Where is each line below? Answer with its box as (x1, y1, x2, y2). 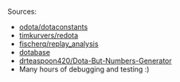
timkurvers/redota (18, 31, 79, 40)
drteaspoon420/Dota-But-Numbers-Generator (18, 56, 172, 65)
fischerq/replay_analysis (18, 39, 99, 49)
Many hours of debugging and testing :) (18, 64, 150, 74)
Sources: (7, 7, 37, 16)
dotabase (18, 48, 51, 57)
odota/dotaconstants (18, 22, 88, 31)
